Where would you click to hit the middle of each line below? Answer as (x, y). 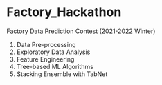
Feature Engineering (45, 59)
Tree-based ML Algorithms (55, 66)
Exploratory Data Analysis (53, 52)
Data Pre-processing (46, 44)
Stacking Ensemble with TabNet (62, 74)
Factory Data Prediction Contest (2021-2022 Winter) (81, 31)
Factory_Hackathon (64, 12)
